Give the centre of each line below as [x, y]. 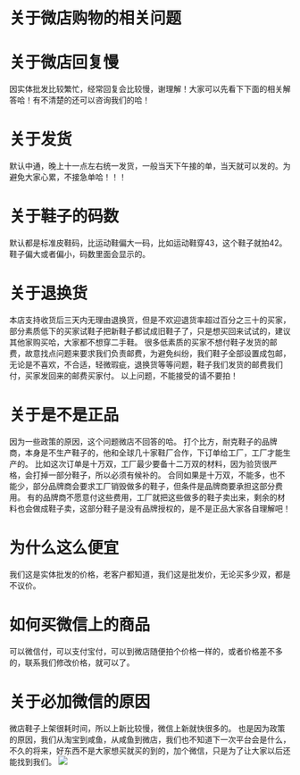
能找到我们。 [33, 762]
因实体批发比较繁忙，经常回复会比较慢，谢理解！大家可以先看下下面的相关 [146, 89]
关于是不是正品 [64, 415]
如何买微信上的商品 [80, 625]
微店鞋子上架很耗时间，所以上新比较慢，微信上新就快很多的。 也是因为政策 [147, 728]
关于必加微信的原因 [80, 701]
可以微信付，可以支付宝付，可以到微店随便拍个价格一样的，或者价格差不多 [146, 651]
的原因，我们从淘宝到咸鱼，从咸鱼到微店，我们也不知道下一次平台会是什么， [150, 739]
